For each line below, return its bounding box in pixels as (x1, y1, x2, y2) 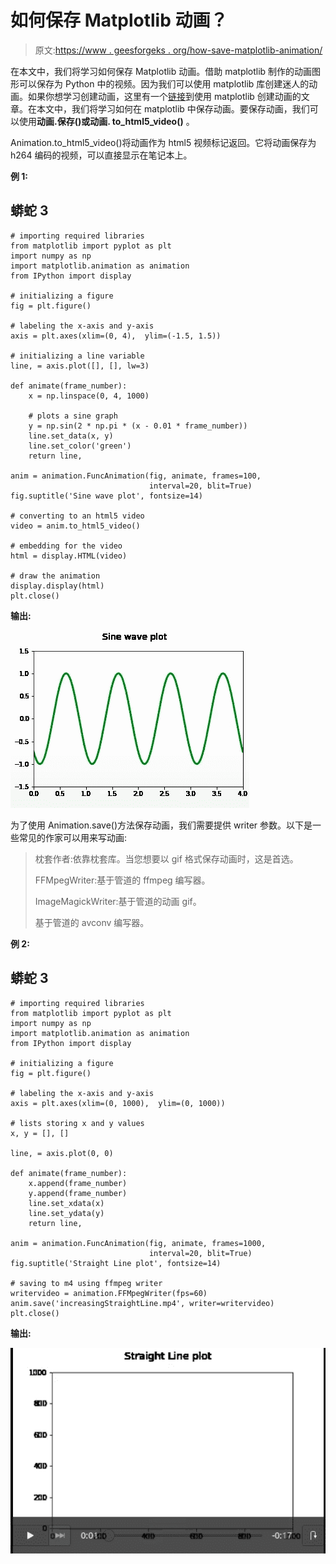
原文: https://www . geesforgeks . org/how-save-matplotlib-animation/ (34, 44, 323, 56)
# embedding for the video (10, 541, 123, 551)
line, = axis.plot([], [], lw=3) (10, 361, 150, 371)
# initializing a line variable (10, 351, 145, 361)
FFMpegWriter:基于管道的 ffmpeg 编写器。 (34, 874, 211, 886)
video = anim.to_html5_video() (10, 521, 141, 531)
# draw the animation (10, 571, 101, 581)
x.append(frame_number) (28, 1178, 128, 1188)
